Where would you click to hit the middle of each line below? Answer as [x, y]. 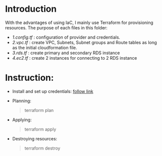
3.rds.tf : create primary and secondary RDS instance [66, 53]
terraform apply [40, 129]
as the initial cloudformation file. [45, 47]
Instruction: [29, 78]
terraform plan [39, 110]
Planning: [22, 101]
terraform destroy [42, 148]
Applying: [22, 120]
